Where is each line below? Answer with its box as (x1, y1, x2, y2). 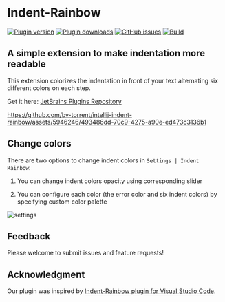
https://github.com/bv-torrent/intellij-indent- (7, 110, 133, 118)
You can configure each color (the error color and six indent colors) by (17, 190, 218, 198)
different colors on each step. (7, 84, 91, 92)
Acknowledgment (7, 268, 85, 280)
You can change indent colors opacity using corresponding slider (17, 177, 203, 185)
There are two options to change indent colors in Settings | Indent (7, 156, 200, 164)
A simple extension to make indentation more (7, 47, 206, 59)
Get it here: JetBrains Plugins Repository (7, 97, 122, 105)
